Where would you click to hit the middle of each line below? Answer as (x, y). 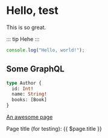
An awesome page (30, 117)
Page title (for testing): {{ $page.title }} (54, 129)
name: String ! (29, 94)
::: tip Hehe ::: (23, 39)
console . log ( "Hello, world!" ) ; (46, 50)
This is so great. (26, 27)
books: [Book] (29, 100)
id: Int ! (23, 88)
